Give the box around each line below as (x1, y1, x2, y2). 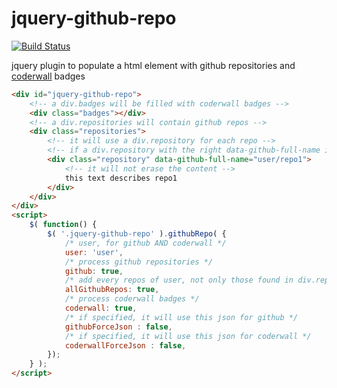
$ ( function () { (29, 220, 98, 230)
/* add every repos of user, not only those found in (64, 275, 294, 286)
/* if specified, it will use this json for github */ (64, 312, 299, 322)
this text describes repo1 (64, 173, 178, 183)
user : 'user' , (64, 247, 124, 257)
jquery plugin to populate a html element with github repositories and (11, 59, 296, 71)
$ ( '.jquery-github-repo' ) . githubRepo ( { (47, 229, 227, 239)
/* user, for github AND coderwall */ (64, 238, 227, 248)
